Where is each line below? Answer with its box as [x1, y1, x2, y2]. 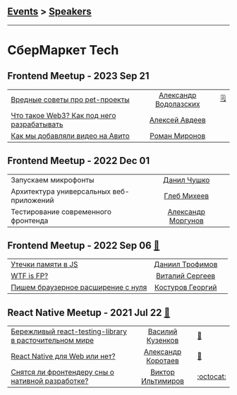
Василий [147, 326, 178, 336]
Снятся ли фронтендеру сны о [11, 367, 115, 377]
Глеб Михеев [164, 191, 209, 201]
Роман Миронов [150, 131, 206, 141]
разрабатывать [11, 119, 63, 129]
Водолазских [154, 99, 200, 109]
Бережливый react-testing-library [11, 326, 128, 336]
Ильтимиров [140, 376, 185, 386]
